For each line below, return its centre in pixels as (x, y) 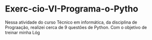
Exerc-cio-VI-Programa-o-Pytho (72, 9)
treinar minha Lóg (22, 32)
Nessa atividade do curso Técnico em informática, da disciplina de (71, 22)
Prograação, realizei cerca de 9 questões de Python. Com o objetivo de (76, 27)
